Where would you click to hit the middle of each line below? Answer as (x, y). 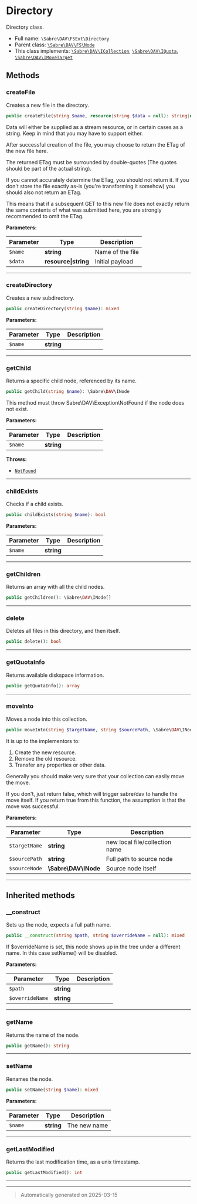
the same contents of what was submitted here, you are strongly (84, 210)
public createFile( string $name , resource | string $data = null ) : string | (98, 116)
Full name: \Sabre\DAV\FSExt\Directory (62, 38)
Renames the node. (30, 1079)
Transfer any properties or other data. (60, 765)
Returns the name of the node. (43, 1035)
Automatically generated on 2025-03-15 (69, 1195)
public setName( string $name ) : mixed (52, 1090)
